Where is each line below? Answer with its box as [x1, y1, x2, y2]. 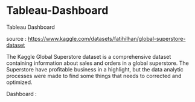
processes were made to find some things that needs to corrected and [6, 72, 182, 79]
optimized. [6, 79, 33, 86]
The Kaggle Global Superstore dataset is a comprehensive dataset [6, 53, 171, 60]
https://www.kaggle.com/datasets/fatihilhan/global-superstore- [28, 35, 186, 42]
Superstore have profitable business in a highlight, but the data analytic [6, 65, 184, 73]
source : [6, 35, 27, 42]
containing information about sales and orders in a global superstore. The [6, 59, 189, 67]
